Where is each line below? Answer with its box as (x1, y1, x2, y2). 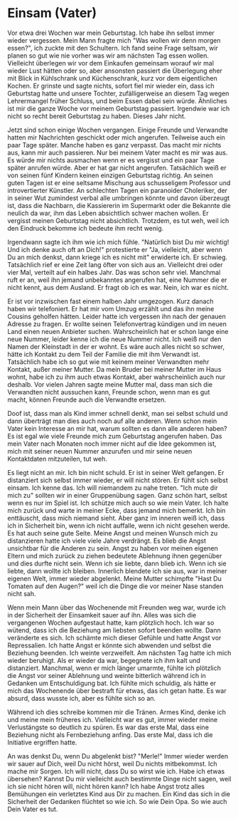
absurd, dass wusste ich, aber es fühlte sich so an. (7, 694, 156, 702)
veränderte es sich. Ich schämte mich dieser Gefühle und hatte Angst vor (7, 633, 222, 642)
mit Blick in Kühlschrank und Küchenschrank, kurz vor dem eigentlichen (7, 73, 218, 83)
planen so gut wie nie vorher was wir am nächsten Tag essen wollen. (7, 51, 210, 60)
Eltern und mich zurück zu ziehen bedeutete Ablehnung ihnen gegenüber (7, 551, 222, 560)
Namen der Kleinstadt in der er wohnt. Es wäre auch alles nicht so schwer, (7, 342, 225, 350)
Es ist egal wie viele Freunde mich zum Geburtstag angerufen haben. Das (7, 432, 222, 440)
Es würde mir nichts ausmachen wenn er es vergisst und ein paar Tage (7, 155, 215, 165)
